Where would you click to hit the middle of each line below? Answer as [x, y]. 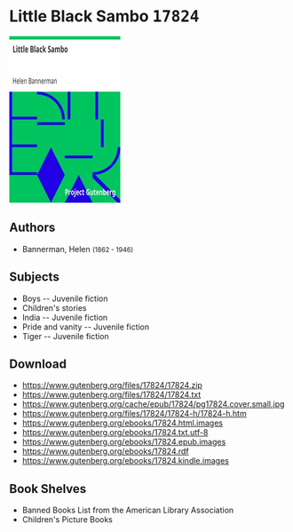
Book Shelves [48, 489]
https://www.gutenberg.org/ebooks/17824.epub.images [124, 442]
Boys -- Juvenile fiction [65, 298]
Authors [32, 228]
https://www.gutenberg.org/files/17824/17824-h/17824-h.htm [134, 414]
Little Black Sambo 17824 [104, 16]
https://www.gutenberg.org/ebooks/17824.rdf [105, 451]
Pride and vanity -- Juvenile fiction [86, 327]
